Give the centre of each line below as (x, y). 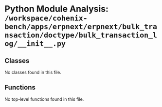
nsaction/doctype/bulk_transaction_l (81, 35)
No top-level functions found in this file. (44, 99)
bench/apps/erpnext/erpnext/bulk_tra (81, 27)
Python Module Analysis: (57, 9)
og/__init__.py (35, 44)
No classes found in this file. (33, 72)
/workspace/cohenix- (46, 18)
